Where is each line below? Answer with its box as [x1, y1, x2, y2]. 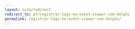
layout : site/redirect [4, 7, 51, 12]
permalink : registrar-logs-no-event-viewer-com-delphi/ [4, 16, 121, 21]
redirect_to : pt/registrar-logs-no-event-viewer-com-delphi [4, 12, 131, 17]
